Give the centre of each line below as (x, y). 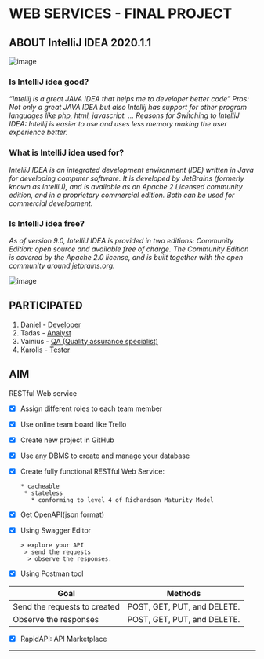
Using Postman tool (52, 573)
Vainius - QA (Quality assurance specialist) (89, 341)
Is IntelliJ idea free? (47, 223)
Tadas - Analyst (45, 333)
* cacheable (40, 486)
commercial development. (51, 203)
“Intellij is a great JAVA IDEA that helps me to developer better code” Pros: (129, 99)
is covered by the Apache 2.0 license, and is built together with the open (126, 257)
